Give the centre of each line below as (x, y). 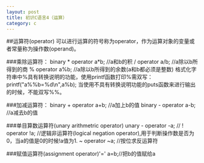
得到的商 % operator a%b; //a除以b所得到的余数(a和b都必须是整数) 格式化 (99, 69)
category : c (21, 23)
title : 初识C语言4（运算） (37, 18)
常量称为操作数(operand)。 (45, 49)
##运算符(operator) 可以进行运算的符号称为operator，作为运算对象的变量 (98, 41)
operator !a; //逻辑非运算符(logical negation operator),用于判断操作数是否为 (100, 133)
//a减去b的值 (22, 113)
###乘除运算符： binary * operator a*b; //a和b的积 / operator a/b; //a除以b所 (102, 62)
